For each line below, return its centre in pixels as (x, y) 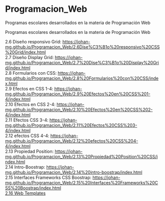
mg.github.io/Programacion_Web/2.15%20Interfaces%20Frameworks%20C (82, 182)
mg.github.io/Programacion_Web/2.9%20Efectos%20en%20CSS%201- (78, 94)
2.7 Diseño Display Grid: (29, 57)
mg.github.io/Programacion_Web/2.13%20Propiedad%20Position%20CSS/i (82, 156)
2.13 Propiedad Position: (29, 151)
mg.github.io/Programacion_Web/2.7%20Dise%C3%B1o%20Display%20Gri (82, 62)
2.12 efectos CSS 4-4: (27, 136)
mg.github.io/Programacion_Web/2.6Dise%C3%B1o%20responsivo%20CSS (82, 47)
